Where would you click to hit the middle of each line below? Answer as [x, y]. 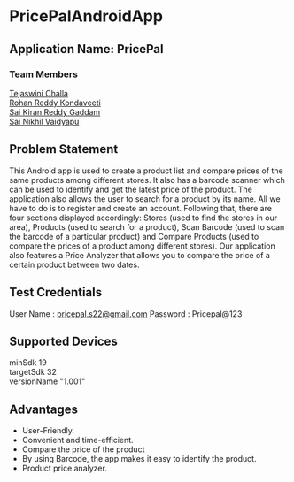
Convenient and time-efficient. [78, 440]
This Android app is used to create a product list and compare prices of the [146, 171]
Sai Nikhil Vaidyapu [44, 121]
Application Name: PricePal [86, 49]
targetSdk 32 [33, 372]
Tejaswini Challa [39, 93]
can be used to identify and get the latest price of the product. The [131, 189]
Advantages [43, 409]
